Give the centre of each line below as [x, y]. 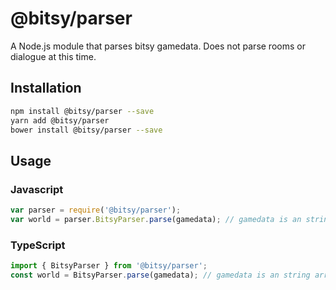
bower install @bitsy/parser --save [86, 130]
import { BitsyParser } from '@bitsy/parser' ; [109, 266]
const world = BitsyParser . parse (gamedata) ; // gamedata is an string [160, 275]
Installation [46, 88]
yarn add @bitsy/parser [60, 120]
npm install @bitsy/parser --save [82, 111]
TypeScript [38, 245]
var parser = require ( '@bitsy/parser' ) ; [96, 210]
